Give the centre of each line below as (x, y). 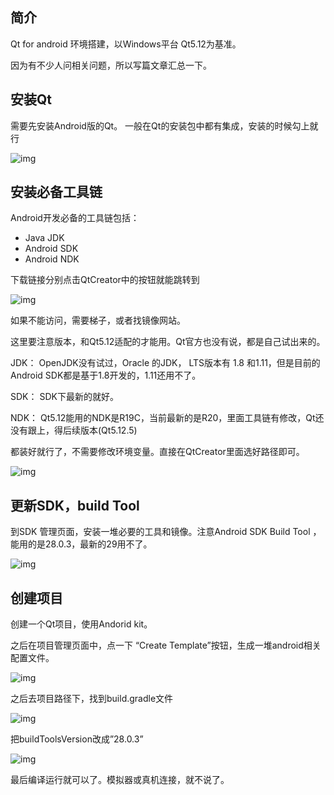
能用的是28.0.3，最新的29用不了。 (81, 544)
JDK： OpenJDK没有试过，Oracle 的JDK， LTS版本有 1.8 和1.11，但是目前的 (165, 363)
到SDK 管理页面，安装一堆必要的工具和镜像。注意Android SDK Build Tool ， (166, 532)
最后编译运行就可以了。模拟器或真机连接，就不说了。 (120, 780)
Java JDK (44, 238)
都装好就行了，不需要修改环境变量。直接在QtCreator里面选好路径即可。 (157, 452)
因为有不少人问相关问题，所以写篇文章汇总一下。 (111, 65)
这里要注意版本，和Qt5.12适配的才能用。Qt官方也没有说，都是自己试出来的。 (168, 342)
